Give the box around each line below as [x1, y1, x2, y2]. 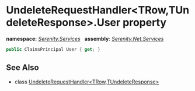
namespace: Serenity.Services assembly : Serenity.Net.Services [6, 35, 164, 42]
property [122, 16, 167, 29]
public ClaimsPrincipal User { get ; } [6, 46, 100, 52]
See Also [6, 62, 39, 73]
